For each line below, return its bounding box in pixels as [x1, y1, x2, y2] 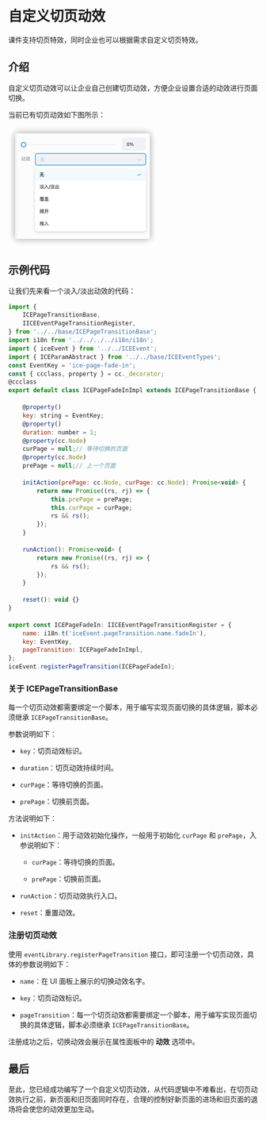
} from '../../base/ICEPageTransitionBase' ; [8, 328, 158, 336]
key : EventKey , [22, 638, 73, 645]
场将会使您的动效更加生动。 [8, 1104, 99, 1114]
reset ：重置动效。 [19, 908, 80, 918]
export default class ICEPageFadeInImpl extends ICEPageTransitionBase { [8, 387, 257, 395]
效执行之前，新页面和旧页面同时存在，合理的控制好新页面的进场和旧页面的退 [8, 1095, 258, 1104]
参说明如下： [19, 841, 62, 850]
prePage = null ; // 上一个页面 [22, 462, 116, 470]
